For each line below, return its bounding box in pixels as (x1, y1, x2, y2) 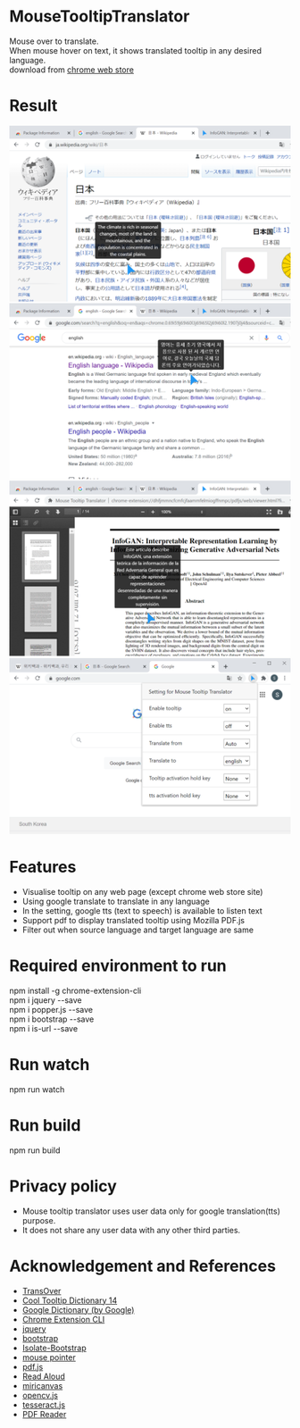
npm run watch (9, 1083, 65, 1095)
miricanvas (21, 1380, 63, 1390)
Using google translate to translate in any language (21, 896, 210, 906)
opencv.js (21, 1390, 58, 1400)
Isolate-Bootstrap (21, 1342, 87, 1353)
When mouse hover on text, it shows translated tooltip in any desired (9, 45, 262, 55)
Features (9, 857, 77, 877)
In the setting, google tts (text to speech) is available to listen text (21, 905, 262, 916)
